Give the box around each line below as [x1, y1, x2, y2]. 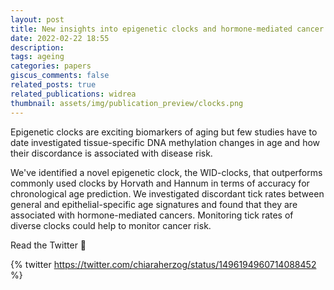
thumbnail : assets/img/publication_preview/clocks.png [10, 98, 244, 108]
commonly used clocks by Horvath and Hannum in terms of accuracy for [10, 177, 310, 189]
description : [10, 42, 65, 53]
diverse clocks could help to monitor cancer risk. [10, 219, 212, 231]
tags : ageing [10, 52, 65, 62]
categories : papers [10, 61, 92, 71]
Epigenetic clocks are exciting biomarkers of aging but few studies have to [10, 126, 318, 138]
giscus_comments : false [10, 71, 110, 81]
